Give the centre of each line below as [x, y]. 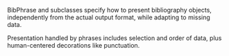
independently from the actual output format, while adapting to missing [109, 17]
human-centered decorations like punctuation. [74, 45]
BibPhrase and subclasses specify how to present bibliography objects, [109, 10]
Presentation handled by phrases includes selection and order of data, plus [114, 38]
